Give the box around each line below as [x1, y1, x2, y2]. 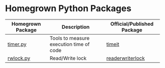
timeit [106, 41, 119, 48]
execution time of [50, 41, 90, 48]
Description [61, 23, 90, 30]
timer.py [7, 41, 27, 48]
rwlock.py [7, 54, 30, 61]
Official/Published [110, 20, 154, 27]
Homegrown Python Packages [5, 3, 132, 14]
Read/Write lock [50, 54, 87, 61]
